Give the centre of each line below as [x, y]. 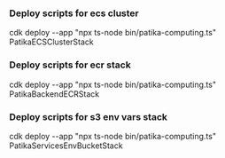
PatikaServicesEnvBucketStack [66, 146]
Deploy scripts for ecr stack [70, 65]
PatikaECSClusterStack [52, 42]
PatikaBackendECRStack [54, 94]
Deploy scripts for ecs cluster [74, 13]
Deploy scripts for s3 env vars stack [89, 116]
